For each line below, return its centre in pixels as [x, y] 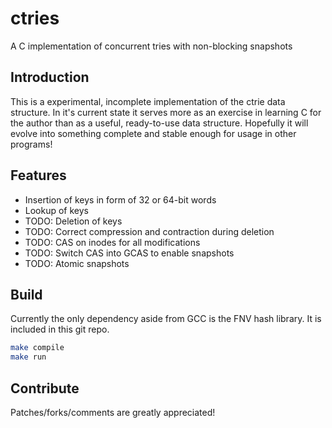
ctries [35, 18]
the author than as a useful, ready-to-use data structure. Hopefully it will [159, 123]
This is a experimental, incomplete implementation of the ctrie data [148, 101]
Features [38, 175]
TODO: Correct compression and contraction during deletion [149, 231]
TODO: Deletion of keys [73, 221]
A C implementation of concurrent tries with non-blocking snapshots [151, 46]
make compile [37, 348]
